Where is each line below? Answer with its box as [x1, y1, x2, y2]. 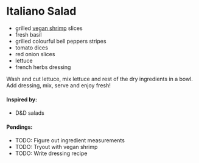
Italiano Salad [6, 4, 77, 18]
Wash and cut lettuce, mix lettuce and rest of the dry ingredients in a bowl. [6, 75, 194, 82]
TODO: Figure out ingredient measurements [15, 137, 125, 144]
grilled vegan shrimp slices [15, 24, 83, 32]
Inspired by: [6, 96, 38, 103]
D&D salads [15, 109, 44, 117]
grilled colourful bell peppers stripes [15, 37, 106, 45]
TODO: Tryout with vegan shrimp [15, 143, 98, 151]
